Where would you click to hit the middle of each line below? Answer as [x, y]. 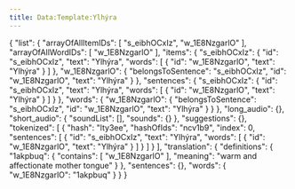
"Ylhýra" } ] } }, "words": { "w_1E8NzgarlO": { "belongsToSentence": [133, 99]
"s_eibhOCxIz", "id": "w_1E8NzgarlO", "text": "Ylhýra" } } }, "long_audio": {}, [147, 108]
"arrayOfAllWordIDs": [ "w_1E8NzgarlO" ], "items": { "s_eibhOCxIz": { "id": [144, 52]
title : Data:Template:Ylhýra [63, 17]
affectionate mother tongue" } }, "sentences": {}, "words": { [118, 165]
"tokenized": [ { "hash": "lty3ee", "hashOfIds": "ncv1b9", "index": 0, [132, 127]
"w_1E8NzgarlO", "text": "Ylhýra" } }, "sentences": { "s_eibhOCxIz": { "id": [144, 80]
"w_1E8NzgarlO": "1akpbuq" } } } [68, 175]
